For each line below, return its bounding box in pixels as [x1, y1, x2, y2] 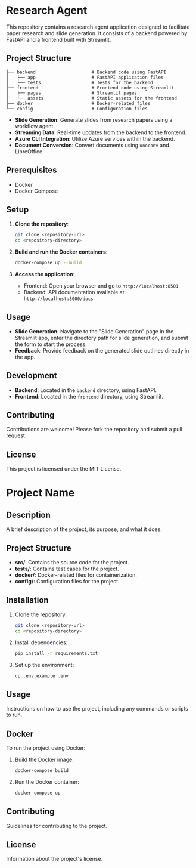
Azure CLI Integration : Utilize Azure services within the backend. [14, 135, 175, 142]
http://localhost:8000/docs [23, 296, 94, 302]
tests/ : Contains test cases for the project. [14, 565, 119, 573]
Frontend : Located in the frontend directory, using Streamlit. [14, 393, 164, 400]
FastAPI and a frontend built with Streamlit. [6, 36, 111, 43]
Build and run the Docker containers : [14, 248, 108, 255]
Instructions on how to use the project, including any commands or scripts [6, 705, 189, 712]
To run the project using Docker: [6, 745, 86, 752]
